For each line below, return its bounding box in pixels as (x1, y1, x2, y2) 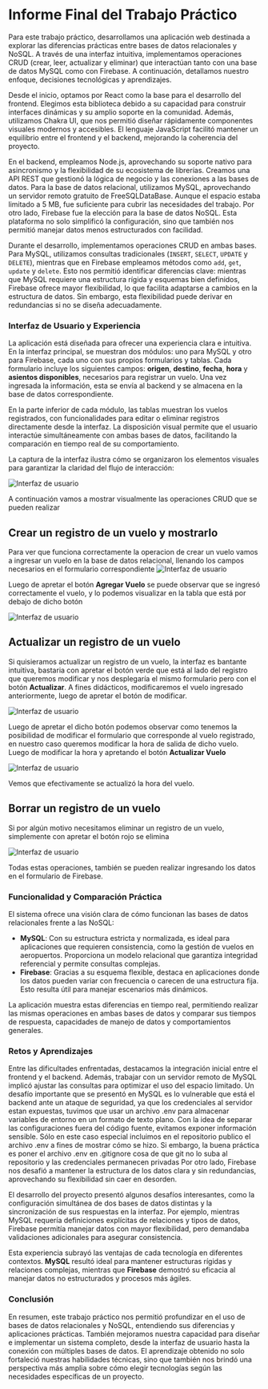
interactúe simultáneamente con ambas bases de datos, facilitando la (8, 430, 238, 440)
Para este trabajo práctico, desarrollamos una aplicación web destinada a (8, 32, 250, 42)
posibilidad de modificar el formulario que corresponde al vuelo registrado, (8, 730, 256, 740)
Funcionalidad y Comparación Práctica (8, 891, 162, 902)
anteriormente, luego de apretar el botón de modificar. (8, 691, 188, 701)
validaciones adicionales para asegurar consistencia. (8, 1233, 183, 1242)
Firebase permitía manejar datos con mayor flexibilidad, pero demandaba (8, 1224, 250, 1234)
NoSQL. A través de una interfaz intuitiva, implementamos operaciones (8, 49, 242, 59)
